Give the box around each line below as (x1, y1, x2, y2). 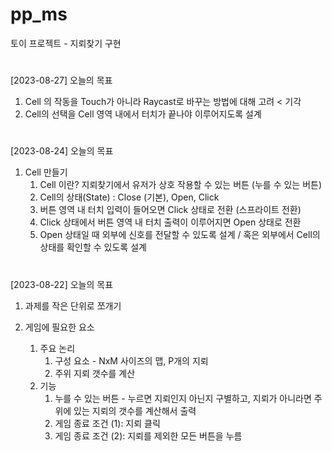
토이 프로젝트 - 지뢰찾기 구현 (10, 37, 122, 49)
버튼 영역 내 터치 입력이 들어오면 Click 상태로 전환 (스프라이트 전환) (39, 204, 302, 216)
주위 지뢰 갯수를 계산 (54, 367, 136, 379)
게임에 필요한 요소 (24, 321, 95, 333)
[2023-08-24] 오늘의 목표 (10, 145, 114, 157)
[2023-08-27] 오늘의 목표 (10, 74, 113, 87)
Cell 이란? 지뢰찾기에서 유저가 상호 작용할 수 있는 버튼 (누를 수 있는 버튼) (39, 179, 323, 191)
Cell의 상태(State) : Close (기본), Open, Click (39, 191, 220, 203)
